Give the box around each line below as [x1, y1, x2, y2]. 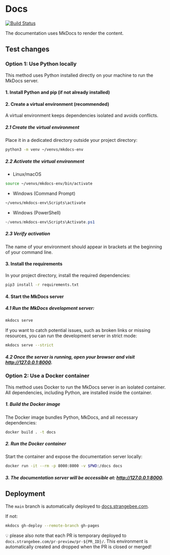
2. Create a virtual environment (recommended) [5, 101, 110, 107]
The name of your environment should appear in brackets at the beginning [5, 244, 162, 250]
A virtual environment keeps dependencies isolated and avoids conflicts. [5, 113, 159, 119]
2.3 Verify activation [5, 231, 50, 237]
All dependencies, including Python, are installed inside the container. [5, 389, 153, 396]
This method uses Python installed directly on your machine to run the [5, 72, 154, 78]
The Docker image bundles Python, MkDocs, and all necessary [5, 414, 138, 420]
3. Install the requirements [5, 261, 62, 267]
